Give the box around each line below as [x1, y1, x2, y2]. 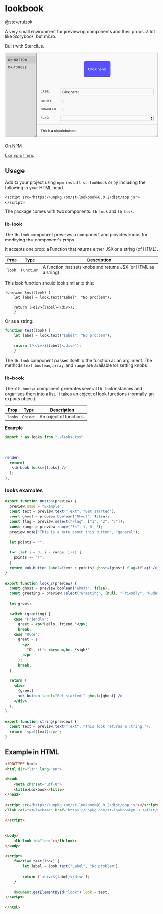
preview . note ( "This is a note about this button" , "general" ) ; [9, 529, 140, 535]
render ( [5, 455, 21, 460]
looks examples [5, 487, 43, 494]
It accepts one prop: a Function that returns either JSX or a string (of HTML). [5, 246, 158, 252]
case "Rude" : [14, 632, 40, 637]
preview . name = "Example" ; [9, 504, 64, 509]
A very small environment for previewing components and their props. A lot [5, 28, 155, 34]
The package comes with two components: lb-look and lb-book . [5, 208, 134, 214]
